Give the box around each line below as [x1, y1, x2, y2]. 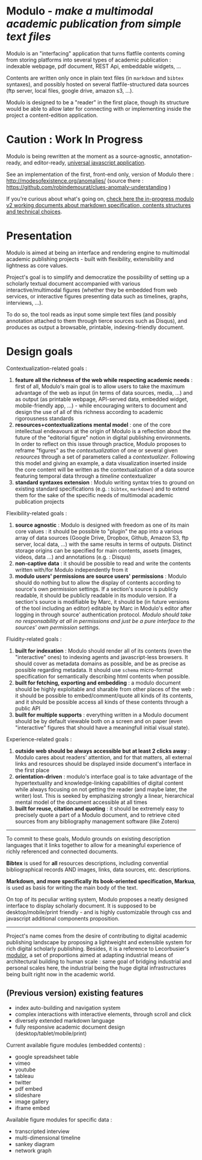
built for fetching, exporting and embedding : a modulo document [14, 679, 182, 686]
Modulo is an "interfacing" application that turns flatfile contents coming [6, 49, 185, 57]
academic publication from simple [6, 17, 182, 31]
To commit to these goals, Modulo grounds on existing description [6, 835, 170, 842]
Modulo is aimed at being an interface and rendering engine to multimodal [6, 249, 190, 256]
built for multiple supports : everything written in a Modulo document [14, 711, 189, 718]
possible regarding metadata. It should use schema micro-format [14, 666, 173, 673]
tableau [14, 1072, 34, 1079]
